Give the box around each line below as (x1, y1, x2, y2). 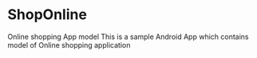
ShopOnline (7, 6, 87, 24)
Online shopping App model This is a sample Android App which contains (7, 32, 249, 41)
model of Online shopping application (7, 40, 131, 49)
